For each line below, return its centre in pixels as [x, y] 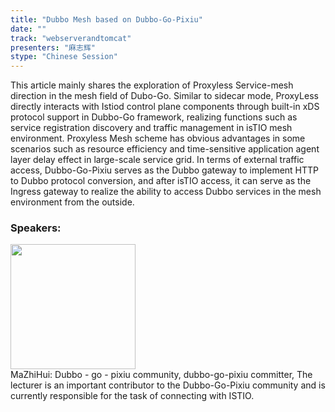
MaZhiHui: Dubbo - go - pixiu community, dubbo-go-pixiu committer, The [161, 375]
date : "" [28, 29]
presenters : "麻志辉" [53, 47]
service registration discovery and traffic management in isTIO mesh [151, 128]
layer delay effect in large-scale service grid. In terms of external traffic [157, 160]
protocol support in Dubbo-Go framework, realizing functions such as [154, 117]
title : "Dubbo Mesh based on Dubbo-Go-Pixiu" [106, 19]
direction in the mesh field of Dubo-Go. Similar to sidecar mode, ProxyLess [164, 96]
